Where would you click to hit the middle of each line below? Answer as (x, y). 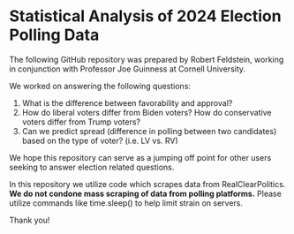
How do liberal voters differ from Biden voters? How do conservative (147, 112)
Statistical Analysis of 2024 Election (145, 16)
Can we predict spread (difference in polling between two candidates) (149, 131)
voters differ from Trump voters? (81, 122)
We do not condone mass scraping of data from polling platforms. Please (146, 193)
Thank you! (30, 220)
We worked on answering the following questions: (100, 86)
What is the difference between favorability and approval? (127, 102)
